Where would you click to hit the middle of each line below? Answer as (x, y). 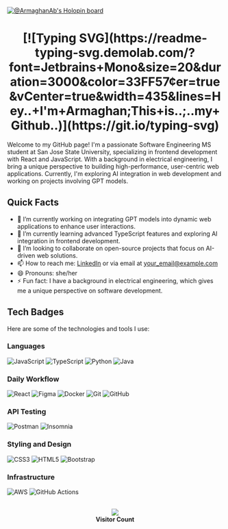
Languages (26, 346)
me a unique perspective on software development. (90, 291)
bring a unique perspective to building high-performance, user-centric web (113, 166)
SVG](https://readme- (143, 38)
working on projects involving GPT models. (68, 181)
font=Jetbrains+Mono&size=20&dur (115, 67)
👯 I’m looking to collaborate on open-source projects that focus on (111, 248)
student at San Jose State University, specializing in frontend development (112, 151)
